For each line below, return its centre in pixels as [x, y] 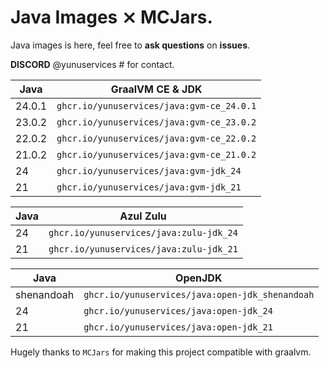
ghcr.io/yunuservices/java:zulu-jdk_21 [143, 249]
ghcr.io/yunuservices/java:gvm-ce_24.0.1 [156, 105]
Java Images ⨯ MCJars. [111, 17]
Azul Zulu [143, 216]
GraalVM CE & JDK [156, 89]
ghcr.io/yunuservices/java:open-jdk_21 [178, 327]
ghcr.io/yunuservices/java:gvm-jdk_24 [149, 170]
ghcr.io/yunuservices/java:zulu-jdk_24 [143, 232]
